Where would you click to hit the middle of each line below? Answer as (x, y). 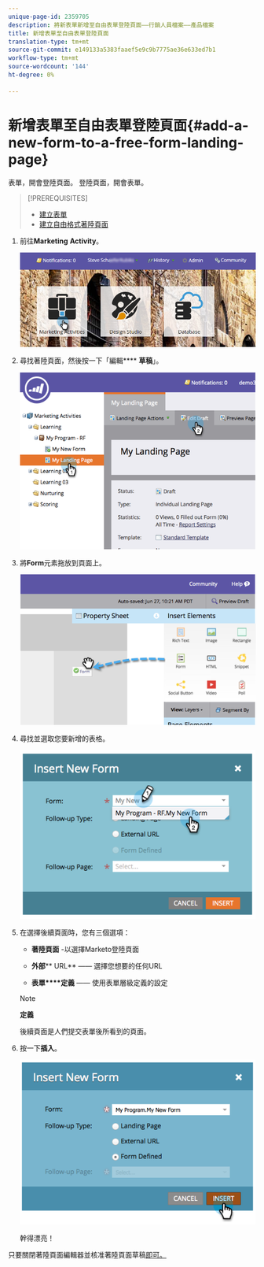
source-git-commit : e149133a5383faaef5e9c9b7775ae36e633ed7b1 (112, 50)
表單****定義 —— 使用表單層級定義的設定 (99, 983)
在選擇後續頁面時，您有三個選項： (75, 932)
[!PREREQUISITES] (57, 198)
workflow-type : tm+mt (44, 58)
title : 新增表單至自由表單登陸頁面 (59, 33)
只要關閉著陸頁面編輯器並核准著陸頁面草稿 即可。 (87, 1255)
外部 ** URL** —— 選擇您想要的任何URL (97, 966)
